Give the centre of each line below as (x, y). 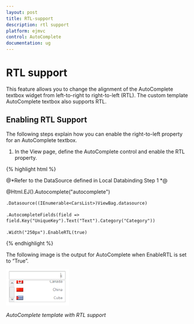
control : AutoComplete (34, 37)
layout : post (22, 12)
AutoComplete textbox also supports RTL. (56, 101)
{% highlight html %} (31, 169)
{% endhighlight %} (30, 243)
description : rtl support (37, 25)
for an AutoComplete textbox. (41, 140)
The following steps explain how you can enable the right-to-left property (94, 134)
